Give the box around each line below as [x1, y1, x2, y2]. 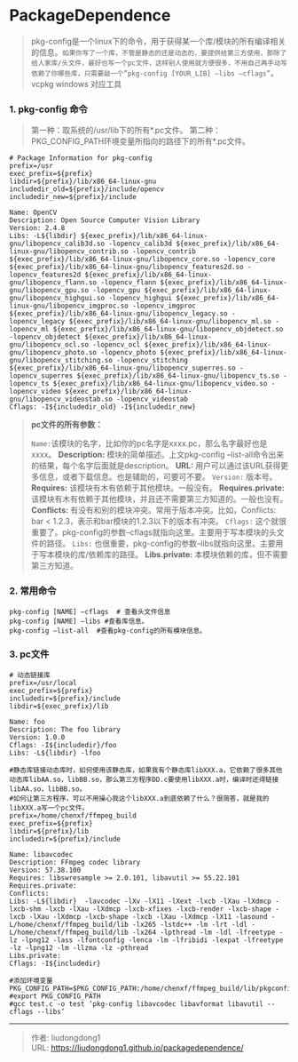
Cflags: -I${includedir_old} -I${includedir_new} [9, 403, 197, 411]
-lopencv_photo [100, 348, 157, 357]
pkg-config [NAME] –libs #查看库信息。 [9, 617, 149, 626]
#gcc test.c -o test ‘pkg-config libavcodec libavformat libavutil [9, 999, 264, 1009]
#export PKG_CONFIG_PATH [9, 992, 101, 1001]
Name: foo [9, 717, 46, 726]
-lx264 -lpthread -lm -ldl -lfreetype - [131, 928, 284, 937]
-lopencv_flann [100, 278, 157, 287]
